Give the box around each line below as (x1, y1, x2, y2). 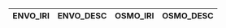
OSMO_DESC (162, 10, 214, 21)
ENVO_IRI (12, 10, 50, 21)
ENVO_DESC (57, 10, 107, 21)
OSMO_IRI (115, 10, 154, 21)
